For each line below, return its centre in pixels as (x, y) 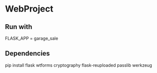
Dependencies (27, 53)
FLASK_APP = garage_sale (31, 38)
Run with (19, 27)
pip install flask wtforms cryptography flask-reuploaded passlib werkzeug (79, 65)
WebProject (29, 9)
